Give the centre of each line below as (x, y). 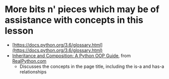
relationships (33, 71)
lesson (19, 31)
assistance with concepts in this (74, 20)
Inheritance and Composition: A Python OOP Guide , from (71, 55)
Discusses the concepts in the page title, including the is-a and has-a (92, 66)
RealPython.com (29, 61)
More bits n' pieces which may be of (82, 9)
